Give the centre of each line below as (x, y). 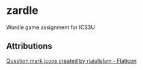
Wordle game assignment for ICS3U (50, 27)
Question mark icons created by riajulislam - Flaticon (71, 60)
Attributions (29, 46)
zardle (22, 11)
